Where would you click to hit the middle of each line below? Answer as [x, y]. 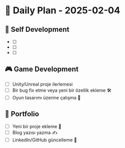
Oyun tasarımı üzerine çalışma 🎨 [46, 97]
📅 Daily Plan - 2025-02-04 [62, 10]
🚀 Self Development [37, 29]
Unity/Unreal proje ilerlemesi [42, 84]
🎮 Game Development [42, 69]
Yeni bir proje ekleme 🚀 [37, 126]
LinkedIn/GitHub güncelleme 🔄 [44, 140]
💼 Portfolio [22, 114]
